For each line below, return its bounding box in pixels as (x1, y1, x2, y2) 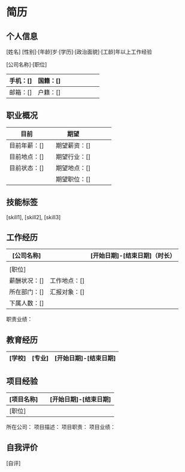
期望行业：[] (56, 152, 91, 161)
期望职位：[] (56, 175, 91, 183)
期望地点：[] (56, 164, 91, 172)
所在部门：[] (9, 288, 44, 296)
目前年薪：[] (9, 141, 44, 150)
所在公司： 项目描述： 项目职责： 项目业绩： (6, 423, 116, 431)
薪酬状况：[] (9, 277, 44, 285)
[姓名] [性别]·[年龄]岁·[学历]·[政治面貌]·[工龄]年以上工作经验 (6, 49, 153, 55)
